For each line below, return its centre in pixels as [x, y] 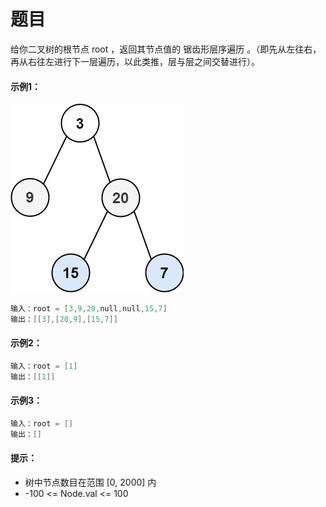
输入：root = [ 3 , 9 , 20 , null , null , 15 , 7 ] [89, 309]
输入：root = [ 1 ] [44, 366]
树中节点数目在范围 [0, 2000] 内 [90, 482]
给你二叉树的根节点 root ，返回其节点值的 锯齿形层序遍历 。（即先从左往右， [166, 49]
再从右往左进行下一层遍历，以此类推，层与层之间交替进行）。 [135, 61]
